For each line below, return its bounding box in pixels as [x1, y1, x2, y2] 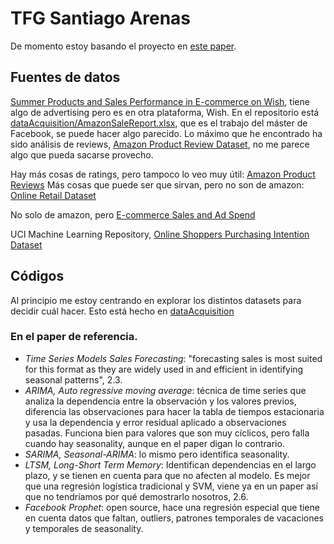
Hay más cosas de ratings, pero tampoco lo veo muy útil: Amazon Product [10, 168, 316, 180]
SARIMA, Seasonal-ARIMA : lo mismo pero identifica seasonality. [24, 448, 290, 460]
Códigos [10, 268, 65, 285]
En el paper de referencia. [10, 330, 138, 344]
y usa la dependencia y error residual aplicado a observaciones [24, 416, 287, 428]
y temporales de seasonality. [24, 522, 144, 534]
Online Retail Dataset [10, 189, 97, 201]
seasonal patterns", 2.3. [24, 373, 123, 386]
